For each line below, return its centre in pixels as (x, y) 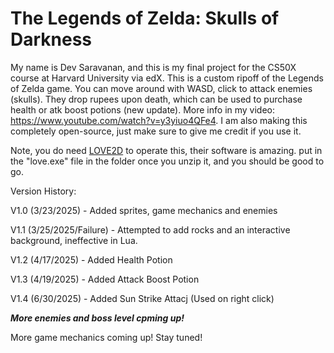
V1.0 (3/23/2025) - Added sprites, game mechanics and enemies (144, 210)
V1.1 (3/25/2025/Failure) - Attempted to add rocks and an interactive (150, 229)
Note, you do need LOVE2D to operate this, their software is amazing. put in (166, 150)
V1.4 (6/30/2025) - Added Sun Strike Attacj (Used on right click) (142, 298)
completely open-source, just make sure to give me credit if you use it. (156, 131)
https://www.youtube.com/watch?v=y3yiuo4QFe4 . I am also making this (159, 120)
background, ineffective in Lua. (74, 240)
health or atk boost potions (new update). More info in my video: (143, 109)
